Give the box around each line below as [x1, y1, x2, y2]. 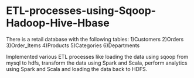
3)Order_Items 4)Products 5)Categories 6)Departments [6, 42, 140, 49]
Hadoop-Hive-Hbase [6, 16, 110, 30]
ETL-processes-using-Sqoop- [6, 4, 156, 17]
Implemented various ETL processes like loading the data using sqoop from [6, 53, 189, 60]
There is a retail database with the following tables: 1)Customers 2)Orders [6, 36, 184, 42]
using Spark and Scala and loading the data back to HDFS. [6, 65, 148, 72]
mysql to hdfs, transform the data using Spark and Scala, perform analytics [6, 59, 188, 66]
